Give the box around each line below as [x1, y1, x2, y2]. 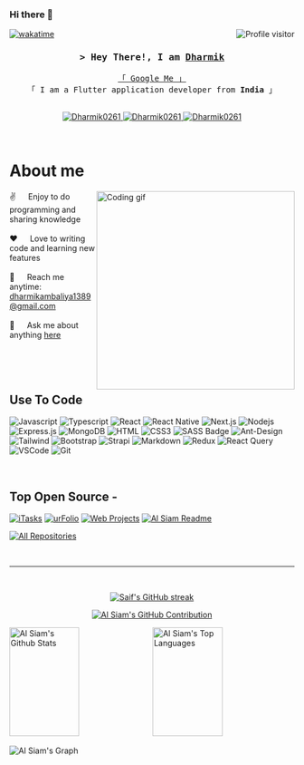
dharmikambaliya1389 [9, 290, 91, 302]
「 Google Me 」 [117, 73, 187, 83]
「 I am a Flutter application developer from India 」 [26, 84, 278, 94]
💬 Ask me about [9, 319, 79, 330]
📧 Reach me [9, 271, 65, 282]
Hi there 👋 [9, 8, 54, 21]
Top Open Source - [9, 489, 118, 504]
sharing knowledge [9, 213, 81, 225]
